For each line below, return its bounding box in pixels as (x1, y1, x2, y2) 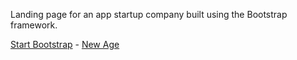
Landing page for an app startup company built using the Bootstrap (10, 9, 288, 20)
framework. (10, 19, 58, 31)
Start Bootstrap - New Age (10, 39, 120, 50)
